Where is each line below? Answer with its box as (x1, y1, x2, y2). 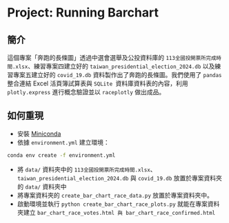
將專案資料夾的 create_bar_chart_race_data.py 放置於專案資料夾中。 (17, 191, 214, 199)
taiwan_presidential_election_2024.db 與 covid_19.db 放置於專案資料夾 (17, 173, 223, 182)
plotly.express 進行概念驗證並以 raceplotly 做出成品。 (7, 88, 166, 96)
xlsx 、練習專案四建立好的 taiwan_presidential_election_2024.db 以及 (15, 62, 215, 70)
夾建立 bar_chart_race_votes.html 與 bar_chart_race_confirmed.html (17, 208, 216, 216)
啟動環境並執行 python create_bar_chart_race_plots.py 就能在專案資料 (17, 200, 220, 208)
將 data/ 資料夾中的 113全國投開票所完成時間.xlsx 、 (17, 165, 157, 173)
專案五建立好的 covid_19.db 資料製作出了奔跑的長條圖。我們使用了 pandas (12, 71, 222, 78)
